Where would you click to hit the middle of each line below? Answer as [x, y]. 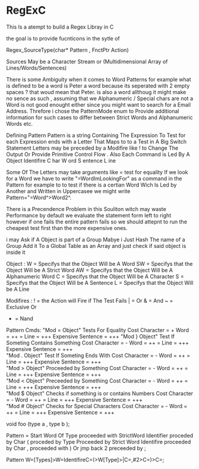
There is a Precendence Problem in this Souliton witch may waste [86, 209]
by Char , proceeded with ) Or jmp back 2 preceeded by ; [76, 448]
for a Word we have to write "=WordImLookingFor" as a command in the [94, 178]
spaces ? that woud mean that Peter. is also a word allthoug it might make [96, 92]
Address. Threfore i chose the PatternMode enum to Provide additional [93, 111]
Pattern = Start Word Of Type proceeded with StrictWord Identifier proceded [100, 435]
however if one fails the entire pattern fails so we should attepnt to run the [97, 222]
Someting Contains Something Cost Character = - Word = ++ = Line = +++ [97, 343]
